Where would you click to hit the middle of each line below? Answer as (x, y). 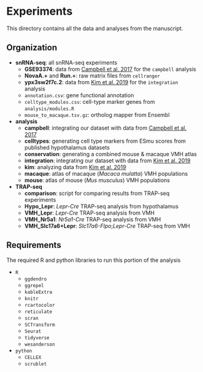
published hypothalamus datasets (67, 147)
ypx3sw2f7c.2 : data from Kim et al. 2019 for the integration (101, 82)
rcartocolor (40, 305)
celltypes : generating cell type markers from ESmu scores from (105, 141)
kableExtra (38, 292)
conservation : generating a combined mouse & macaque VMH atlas (111, 154)
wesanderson (40, 344)
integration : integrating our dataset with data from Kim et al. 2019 (107, 160)
